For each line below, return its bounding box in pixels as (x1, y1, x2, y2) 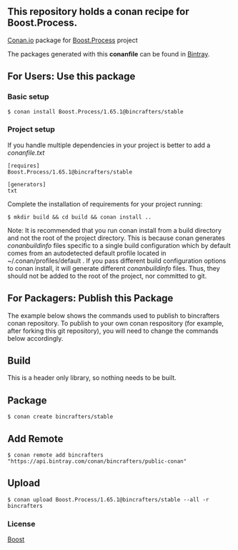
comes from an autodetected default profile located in (7, 249, 167, 257)
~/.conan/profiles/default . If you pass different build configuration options (7, 256, 227, 265)
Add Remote (7, 432, 64, 445)
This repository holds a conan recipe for (7, 6, 189, 18)
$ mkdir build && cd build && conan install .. (7, 214, 152, 221)
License (7, 519, 36, 529)
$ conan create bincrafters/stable (7, 414, 114, 421)
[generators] (7, 181, 46, 188)
